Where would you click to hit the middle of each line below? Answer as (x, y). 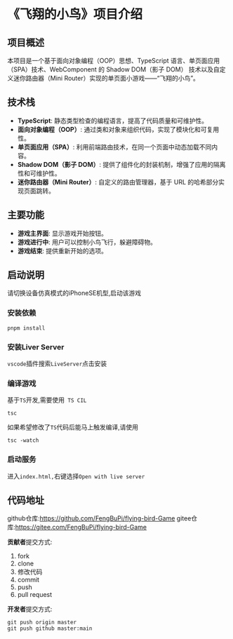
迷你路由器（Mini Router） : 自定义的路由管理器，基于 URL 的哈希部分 (118, 182)
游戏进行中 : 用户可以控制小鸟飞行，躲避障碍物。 (87, 242)
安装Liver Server (36, 347)
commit (28, 580)
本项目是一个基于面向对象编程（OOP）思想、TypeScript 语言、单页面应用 (113, 61)
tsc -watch (23, 440)
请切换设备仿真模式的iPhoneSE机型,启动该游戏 (74, 293)
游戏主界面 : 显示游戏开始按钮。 (62, 233)
